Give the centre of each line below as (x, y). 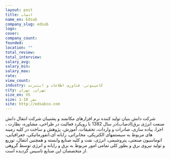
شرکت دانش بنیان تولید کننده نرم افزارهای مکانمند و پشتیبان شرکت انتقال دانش (80, 118)
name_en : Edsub (21, 19)
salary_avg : (18, 62)
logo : (11, 29)
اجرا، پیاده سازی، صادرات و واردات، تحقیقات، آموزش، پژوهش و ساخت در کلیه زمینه (84, 129)
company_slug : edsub (27, 24)
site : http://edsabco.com (32, 104)
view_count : (18, 81)
